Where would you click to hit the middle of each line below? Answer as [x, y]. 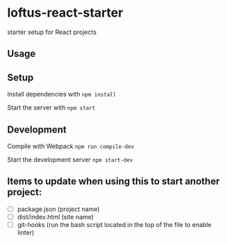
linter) [26, 232]
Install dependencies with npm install [62, 94]
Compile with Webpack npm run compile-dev [71, 146]
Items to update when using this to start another [113, 182]
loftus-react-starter [65, 13]
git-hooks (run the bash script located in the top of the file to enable [114, 224]
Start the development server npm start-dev [70, 159]
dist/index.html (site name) [55, 217]
